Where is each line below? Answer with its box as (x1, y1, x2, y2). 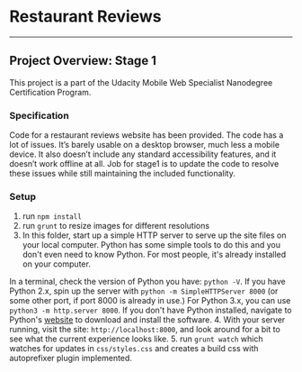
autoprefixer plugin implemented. (9, 353, 133, 364)
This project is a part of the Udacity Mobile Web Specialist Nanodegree (9, 77, 273, 87)
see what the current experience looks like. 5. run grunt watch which (9, 333, 263, 344)
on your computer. (22, 259, 92, 269)
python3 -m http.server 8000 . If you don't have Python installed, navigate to (9, 304, 292, 316)
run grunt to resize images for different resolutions (22, 221, 209, 231)
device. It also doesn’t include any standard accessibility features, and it (9, 149, 277, 159)
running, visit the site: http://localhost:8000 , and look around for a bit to (9, 324, 280, 335)
